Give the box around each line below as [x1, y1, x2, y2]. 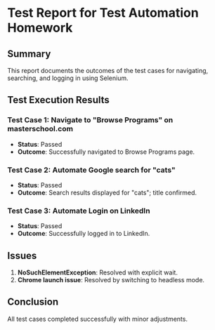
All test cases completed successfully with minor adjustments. [7, 315, 188, 323]
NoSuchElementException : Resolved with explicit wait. [17, 268, 178, 277]
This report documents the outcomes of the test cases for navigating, [7, 67, 209, 74]
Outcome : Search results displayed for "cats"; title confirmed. [17, 188, 197, 197]
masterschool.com [7, 124, 74, 134]
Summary [7, 48, 51, 60]
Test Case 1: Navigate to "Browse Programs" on [7, 115, 174, 125]
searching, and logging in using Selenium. [7, 74, 129, 82]
